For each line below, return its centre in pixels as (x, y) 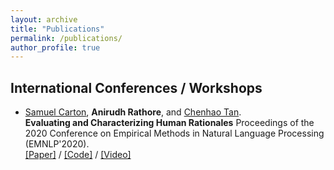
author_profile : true (55, 47)
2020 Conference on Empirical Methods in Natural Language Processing (174, 133)
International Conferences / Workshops (136, 87)
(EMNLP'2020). (57, 144)
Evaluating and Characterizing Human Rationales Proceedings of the (169, 123)
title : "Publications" (57, 29)
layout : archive (44, 19)
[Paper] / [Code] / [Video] (78, 155)
